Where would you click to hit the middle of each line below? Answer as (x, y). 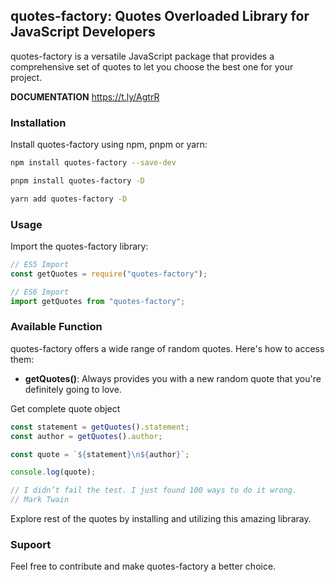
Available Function (56, 327)
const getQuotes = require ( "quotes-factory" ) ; (109, 274)
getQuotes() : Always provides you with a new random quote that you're (173, 378)
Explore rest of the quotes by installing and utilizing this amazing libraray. (161, 519)
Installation (38, 122)
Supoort (31, 544)
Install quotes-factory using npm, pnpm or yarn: (109, 145)
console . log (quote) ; (53, 472)
